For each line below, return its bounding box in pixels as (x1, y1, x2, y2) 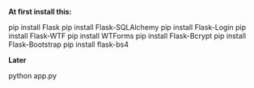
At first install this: (8, 7, 72, 16)
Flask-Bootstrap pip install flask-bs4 (8, 40, 129, 49)
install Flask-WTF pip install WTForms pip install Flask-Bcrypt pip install (8, 31, 247, 40)
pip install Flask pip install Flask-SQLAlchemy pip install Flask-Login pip (8, 23, 247, 31)
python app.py (8, 71, 57, 80)
